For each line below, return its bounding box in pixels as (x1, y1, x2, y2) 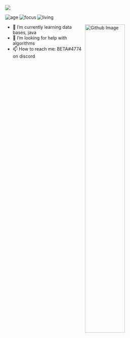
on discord (12, 53, 35, 59)
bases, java (12, 29, 36, 35)
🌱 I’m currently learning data (12, 24, 72, 30)
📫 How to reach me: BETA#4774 (12, 46, 82, 52)
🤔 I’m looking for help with (12, 35, 67, 40)
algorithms (12, 40, 35, 46)
